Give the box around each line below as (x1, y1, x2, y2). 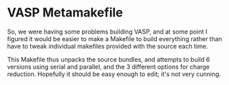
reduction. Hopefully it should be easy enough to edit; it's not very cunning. (7, 70, 221, 78)
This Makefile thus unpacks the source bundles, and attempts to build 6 (7, 55, 210, 63)
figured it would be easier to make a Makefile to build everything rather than (7, 34, 222, 42)
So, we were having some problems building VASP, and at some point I (7, 27, 208, 36)
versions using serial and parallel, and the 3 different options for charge (7, 62, 210, 71)
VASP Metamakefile (7, 5, 124, 21)
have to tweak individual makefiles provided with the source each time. (7, 42, 208, 50)
